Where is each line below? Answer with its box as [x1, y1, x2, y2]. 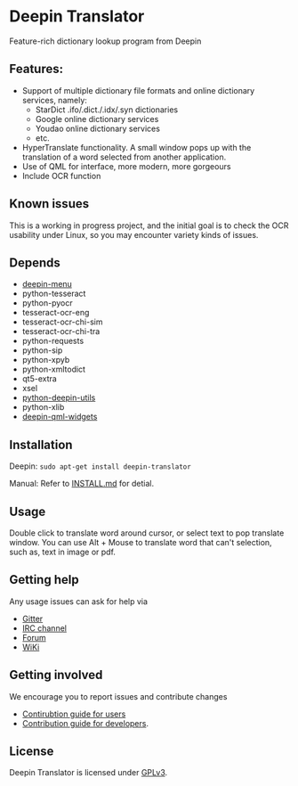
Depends [9, 255, 60, 270]
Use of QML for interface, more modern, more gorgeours [21, 160, 231, 171]
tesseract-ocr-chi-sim [21, 316, 103, 327]
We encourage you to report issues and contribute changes [9, 691, 228, 701]
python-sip [21, 345, 63, 356]
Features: [9, 61, 64, 77]
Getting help [9, 572, 79, 587]
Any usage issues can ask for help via [9, 595, 149, 607]
